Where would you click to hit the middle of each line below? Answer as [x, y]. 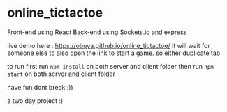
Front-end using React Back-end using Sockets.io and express [97, 32]
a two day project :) [35, 101]
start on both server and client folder [61, 74]
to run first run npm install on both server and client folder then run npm [111, 66]
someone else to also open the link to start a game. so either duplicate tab [114, 53]
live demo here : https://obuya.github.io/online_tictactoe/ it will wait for [109, 45]
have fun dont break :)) [40, 87]
